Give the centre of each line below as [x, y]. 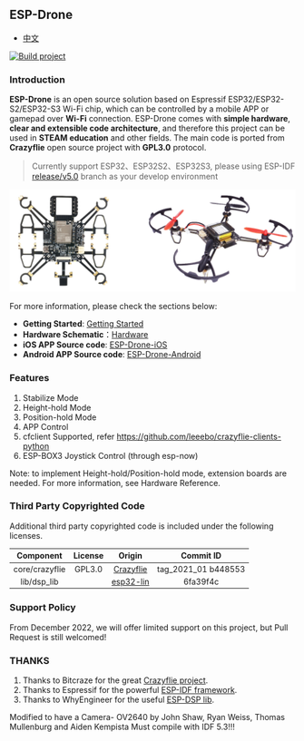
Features [29, 378]
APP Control [45, 426]
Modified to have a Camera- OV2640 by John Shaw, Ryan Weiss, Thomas [147, 717]
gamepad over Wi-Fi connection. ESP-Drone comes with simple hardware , [150, 119]
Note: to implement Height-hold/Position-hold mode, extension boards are [148, 473]
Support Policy [43, 608]
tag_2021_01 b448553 [201, 569]
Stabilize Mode [50, 397]
